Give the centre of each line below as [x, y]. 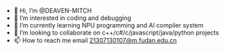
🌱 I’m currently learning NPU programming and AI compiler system [109, 25]
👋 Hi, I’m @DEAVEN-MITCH [53, 11]
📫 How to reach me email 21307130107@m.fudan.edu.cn [95, 40]
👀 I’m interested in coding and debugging [72, 18]
